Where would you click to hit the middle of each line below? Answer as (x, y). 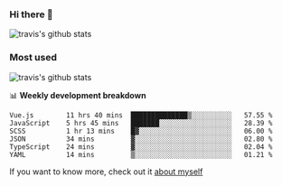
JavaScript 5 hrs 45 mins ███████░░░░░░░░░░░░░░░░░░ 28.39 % (141, 123)
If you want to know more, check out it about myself (106, 172)
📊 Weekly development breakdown (78, 95)
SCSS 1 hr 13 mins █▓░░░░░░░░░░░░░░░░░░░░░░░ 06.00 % (141, 131)
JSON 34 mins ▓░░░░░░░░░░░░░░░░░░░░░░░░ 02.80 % (141, 139)
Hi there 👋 (32, 14)
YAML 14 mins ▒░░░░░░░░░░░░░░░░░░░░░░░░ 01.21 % (141, 154)
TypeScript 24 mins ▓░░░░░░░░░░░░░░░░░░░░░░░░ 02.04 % (141, 147)
